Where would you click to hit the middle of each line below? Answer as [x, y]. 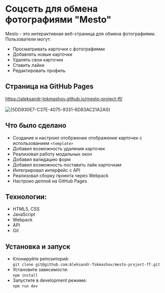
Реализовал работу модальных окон [52, 154]
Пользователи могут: [28, 39]
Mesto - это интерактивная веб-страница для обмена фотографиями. [80, 34]
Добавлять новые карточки [42, 54]
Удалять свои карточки [38, 59]
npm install [25, 275]
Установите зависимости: [40, 270]
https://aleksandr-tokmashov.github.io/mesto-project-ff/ [64, 99]
